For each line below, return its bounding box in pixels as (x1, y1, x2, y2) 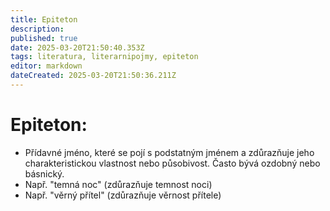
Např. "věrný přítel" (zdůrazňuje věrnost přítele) (24, 189, 222, 201)
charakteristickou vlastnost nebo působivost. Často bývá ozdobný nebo (24, 157, 321, 169)
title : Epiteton (10, 14, 78, 25)
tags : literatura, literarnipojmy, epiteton (10, 52, 199, 62)
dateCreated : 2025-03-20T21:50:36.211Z (10, 71, 177, 81)
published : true (10, 33, 78, 43)
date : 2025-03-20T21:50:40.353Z (10, 42, 145, 53)
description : (10, 24, 65, 34)
